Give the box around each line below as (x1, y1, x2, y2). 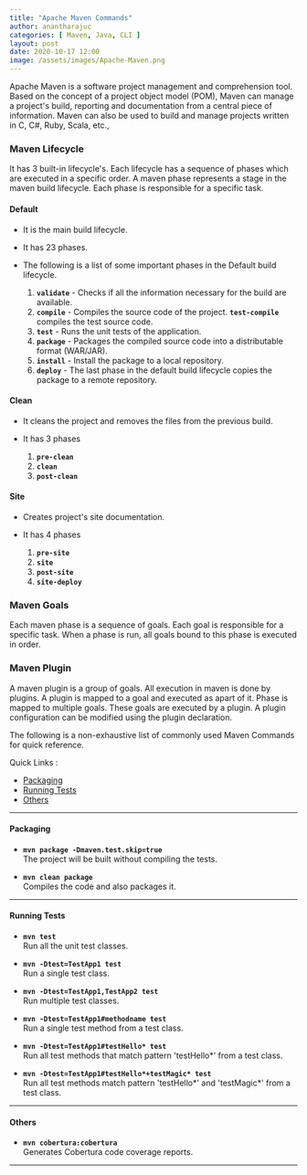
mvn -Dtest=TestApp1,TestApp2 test (22, 987, 159, 996)
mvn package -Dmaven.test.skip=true (22, 845, 163, 854)
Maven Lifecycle (9, 143, 85, 155)
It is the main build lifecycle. (22, 224, 128, 235)
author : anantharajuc (9, 22, 92, 31)
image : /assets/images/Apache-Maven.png (9, 56, 166, 65)
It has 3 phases (22, 433, 80, 444)
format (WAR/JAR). (36, 344, 108, 356)
